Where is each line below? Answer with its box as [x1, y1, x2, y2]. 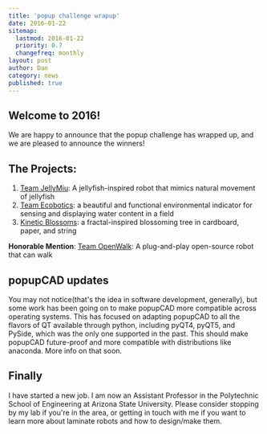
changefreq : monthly [15, 49, 84, 57]
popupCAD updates [8, 273, 109, 287]
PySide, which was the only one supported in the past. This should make [8, 329, 249, 338]
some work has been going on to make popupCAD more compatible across [8, 303, 257, 313]
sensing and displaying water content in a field [19, 209, 175, 219]
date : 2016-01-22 [8, 19, 67, 27]
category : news [8, 72, 59, 80]
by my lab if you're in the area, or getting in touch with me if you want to [8, 407, 246, 417]
